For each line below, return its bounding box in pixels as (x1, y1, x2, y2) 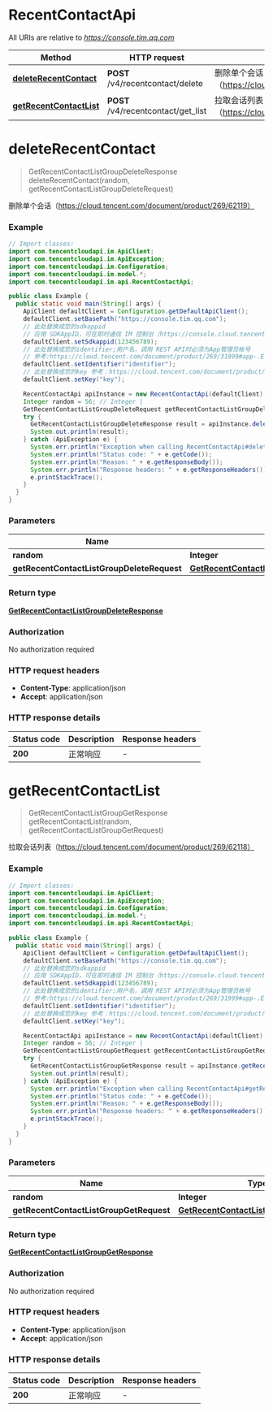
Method (40, 51, 71, 63)
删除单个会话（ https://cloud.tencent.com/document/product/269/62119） (8, 201, 255, 210)
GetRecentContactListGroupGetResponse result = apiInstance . (29, 1062, 242, 1070)
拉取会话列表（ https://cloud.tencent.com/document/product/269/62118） (8, 842, 255, 852)
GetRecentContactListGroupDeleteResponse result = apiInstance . (29, 420, 253, 428)
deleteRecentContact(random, (28, 175, 130, 184)
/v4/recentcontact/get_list (106, 105, 207, 116)
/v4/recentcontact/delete (106, 77, 203, 89)
